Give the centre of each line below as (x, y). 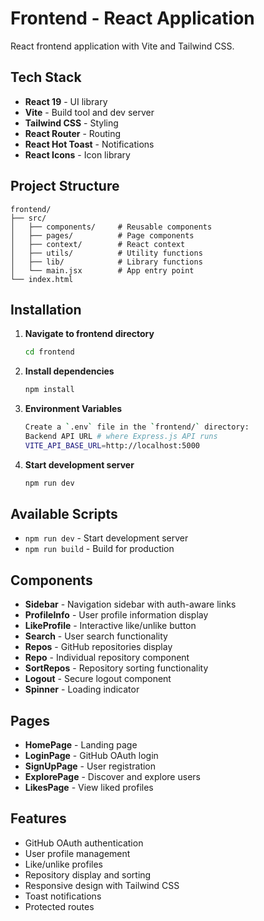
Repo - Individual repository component (107, 658)
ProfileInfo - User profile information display (116, 615)
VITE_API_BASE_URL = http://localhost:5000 (112, 445)
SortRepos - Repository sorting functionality (116, 668)
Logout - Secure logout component (98, 679)
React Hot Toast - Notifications (89, 144)
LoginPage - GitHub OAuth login (91, 756)
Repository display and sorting (88, 874)
